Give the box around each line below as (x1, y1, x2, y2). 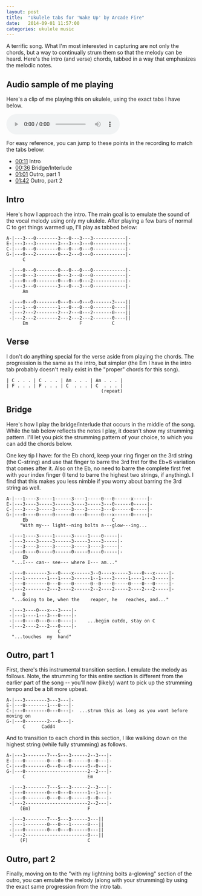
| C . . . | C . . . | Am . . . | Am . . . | (6, 377, 123, 383)
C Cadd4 (22, 724, 56, 730)
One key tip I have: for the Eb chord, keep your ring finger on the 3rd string (6, 451, 192, 459)
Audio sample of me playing (6, 79, 114, 90)
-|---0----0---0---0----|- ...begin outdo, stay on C (8, 618, 155, 624)
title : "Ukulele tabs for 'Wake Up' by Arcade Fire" (6, 15, 145, 21)
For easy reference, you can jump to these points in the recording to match (6, 140, 193, 147)
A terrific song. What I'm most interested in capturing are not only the (6, 42, 180, 50)
